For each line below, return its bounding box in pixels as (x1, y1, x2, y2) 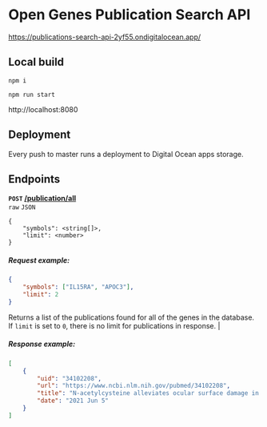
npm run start (8, 91, 56, 99)
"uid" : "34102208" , (37, 374, 102, 382)
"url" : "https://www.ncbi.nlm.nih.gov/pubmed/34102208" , (37, 382, 230, 390)
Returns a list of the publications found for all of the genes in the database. (8, 312, 254, 322)
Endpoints (8, 172, 61, 186)
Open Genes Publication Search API (8, 6, 251, 24)
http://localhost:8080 (8, 104, 78, 114)
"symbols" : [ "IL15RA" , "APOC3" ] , (22, 283, 134, 292)
